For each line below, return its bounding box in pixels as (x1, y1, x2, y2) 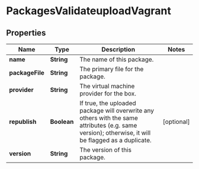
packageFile (9, 69, 44, 76)
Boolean (50, 117, 74, 126)
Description (101, 46, 135, 53)
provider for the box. (79, 90, 137, 97)
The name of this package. (79, 55, 154, 63)
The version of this (79, 146, 132, 154)
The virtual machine (79, 82, 135, 90)
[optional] (162, 117, 190, 126)
